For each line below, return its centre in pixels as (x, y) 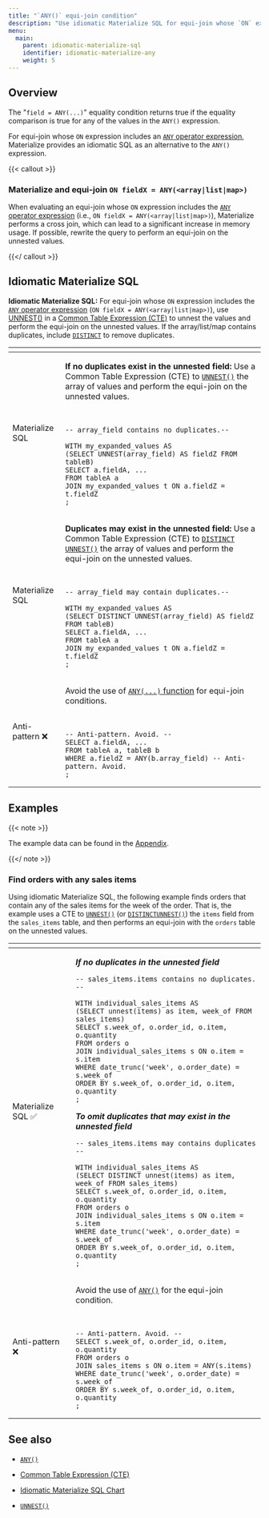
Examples (33, 809)
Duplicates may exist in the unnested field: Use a (161, 528)
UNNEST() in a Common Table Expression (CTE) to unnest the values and (129, 318)
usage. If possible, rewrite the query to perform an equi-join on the (118, 232)
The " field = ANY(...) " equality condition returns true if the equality (122, 112)
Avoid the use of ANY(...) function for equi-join (155, 691)
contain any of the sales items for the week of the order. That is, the (120, 905)
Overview (33, 93)
